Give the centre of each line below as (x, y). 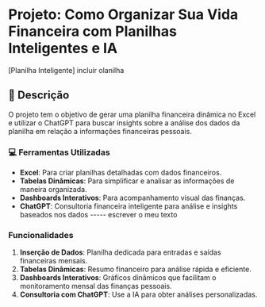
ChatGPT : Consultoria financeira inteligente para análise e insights (129, 206)
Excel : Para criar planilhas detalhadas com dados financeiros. (121, 173)
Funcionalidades (41, 235)
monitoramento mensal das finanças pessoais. (96, 286)
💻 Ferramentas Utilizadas (59, 152)
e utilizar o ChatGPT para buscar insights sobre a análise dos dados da (124, 123)
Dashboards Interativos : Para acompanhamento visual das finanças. (132, 198)
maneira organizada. (53, 190)
